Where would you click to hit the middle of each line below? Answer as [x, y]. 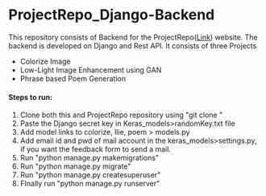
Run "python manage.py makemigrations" [89, 158]
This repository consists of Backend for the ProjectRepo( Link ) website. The [133, 37]
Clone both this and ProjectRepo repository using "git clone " [121, 115]
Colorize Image [45, 61]
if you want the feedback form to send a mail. [96, 149]
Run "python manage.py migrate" [75, 166]
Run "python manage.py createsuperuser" [90, 175]
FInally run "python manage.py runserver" [90, 184]
